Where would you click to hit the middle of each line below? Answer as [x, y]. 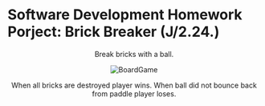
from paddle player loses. [134, 93]
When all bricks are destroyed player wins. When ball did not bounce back [134, 85]
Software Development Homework [125, 15]
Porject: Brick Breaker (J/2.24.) [114, 32]
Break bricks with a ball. [134, 54]
